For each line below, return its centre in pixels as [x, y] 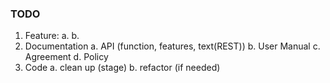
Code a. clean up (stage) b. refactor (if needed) [122, 68]
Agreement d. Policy [66, 57]
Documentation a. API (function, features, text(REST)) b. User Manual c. [172, 46]
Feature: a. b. [52, 36]
